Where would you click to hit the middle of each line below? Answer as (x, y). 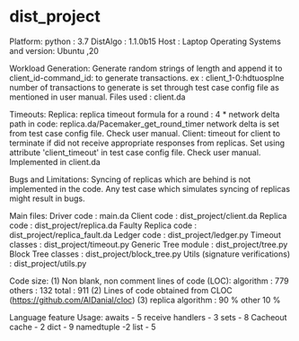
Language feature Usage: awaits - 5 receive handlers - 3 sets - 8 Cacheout (148, 317)
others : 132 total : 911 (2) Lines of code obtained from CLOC (121, 290)
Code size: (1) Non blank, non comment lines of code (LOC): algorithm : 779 (149, 281)
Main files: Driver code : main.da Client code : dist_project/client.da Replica (148, 215)
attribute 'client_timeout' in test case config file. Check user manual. (135, 152)
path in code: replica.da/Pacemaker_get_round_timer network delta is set (145, 124)
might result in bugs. (47, 198)
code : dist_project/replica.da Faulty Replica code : (103, 225)
